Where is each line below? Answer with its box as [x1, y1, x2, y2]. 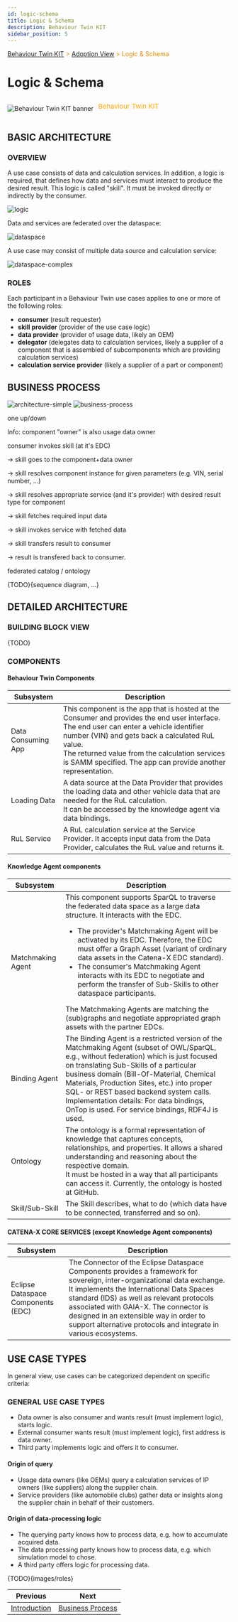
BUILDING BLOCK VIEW [7, 623, 90, 633]
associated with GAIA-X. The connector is [68, 1302, 209, 1312]
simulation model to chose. [17, 1552, 97, 1561]
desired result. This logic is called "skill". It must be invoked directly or [7, 183, 212, 192]
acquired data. [17, 1537, 60, 1546]
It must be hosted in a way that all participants [65, 1170, 218, 1179]
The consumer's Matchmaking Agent [77, 962, 201, 971]
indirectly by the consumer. [7, 191, 87, 200]
